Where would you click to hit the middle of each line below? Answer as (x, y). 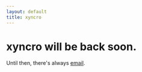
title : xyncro (24, 17)
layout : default (26, 12)
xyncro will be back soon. (72, 47)
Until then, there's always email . (46, 63)
